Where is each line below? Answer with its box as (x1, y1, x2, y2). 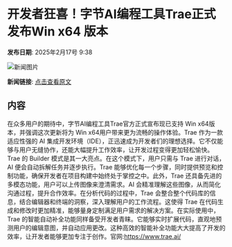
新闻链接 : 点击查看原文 (7, 77, 71, 85)
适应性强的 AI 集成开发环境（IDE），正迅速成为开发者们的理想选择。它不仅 (7, 137, 217, 145)
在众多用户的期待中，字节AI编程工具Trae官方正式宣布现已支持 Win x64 (7, 119, 209, 128)
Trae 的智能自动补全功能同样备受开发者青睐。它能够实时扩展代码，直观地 (7, 214, 216, 223)
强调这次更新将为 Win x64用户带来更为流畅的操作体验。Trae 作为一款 (25, 128, 224, 136)
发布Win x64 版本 (7, 24, 109, 40)
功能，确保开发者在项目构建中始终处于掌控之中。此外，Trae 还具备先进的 (12, 171, 222, 180)
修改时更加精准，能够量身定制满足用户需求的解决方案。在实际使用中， (19, 206, 220, 214)
